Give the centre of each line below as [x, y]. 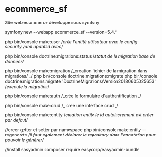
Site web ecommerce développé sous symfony [52, 22]
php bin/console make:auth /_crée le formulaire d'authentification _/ [73, 96]
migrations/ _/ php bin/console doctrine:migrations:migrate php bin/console [81, 76]
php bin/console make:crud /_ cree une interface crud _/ [62, 105]
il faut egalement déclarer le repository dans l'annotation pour [93, 135]
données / [15, 61]
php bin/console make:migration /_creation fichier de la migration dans [76, 71]
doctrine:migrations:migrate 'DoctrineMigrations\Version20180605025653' [80, 81]
